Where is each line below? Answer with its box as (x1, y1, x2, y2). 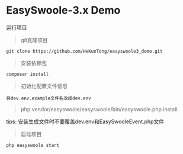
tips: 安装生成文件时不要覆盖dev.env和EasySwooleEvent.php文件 (6, 118, 165, 125)
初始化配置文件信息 (20, 82, 68, 89)
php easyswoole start (6, 142, 60, 148)
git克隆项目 (20, 36, 49, 43)
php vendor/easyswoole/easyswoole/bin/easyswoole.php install (20, 105, 178, 113)
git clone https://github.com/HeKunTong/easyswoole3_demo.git (6, 48, 163, 54)
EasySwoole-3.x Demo (6, 4, 121, 17)
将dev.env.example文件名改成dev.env (6, 95, 91, 101)
